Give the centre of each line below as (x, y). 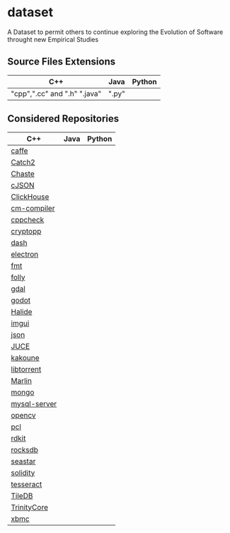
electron (25, 254)
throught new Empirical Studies (53, 39)
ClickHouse (30, 197)
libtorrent (26, 369)
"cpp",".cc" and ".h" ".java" (56, 93)
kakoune (25, 357)
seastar (23, 461)
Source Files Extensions (62, 62)
